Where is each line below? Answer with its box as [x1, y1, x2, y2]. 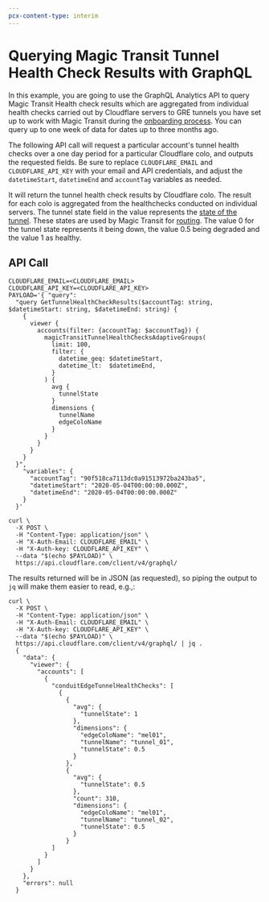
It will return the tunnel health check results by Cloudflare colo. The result [8, 190, 251, 200]
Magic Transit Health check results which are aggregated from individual [8, 98, 249, 109]
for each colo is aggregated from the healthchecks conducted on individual [8, 198, 258, 208]
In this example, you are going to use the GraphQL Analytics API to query [8, 90, 251, 100]
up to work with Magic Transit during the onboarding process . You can [8, 116, 243, 126]
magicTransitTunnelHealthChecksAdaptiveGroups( [43, 333, 206, 342]
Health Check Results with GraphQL [8, 64, 253, 81]
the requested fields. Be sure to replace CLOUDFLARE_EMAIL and [8, 157, 213, 167]
